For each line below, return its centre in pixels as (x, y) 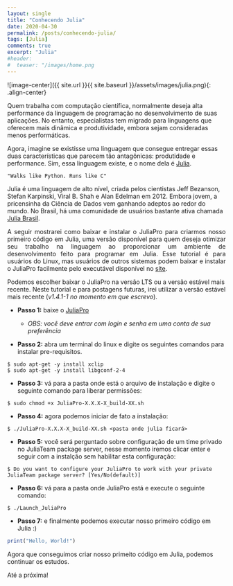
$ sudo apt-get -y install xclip (55, 364)
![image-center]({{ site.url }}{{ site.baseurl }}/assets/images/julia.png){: (109, 85)
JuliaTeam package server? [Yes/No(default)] (74, 475)
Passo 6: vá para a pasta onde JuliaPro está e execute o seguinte (111, 488)
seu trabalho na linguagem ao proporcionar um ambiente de (116, 246)
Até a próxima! (28, 575)
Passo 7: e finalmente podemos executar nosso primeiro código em (114, 521)
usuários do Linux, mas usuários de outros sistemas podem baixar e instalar (116, 261)
